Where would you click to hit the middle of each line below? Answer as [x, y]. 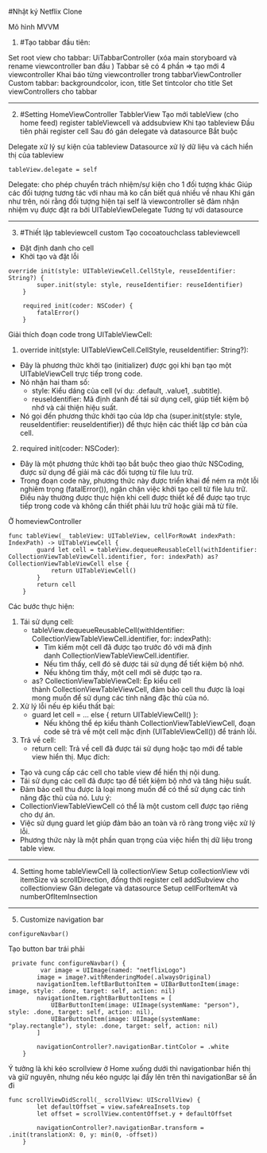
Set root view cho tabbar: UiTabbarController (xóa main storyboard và [122, 58]
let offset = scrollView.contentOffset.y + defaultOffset [135, 1114]
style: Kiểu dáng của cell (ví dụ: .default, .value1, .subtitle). [127, 390]
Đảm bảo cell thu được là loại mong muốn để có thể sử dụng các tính [133, 789]
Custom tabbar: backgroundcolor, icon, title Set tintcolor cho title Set [120, 83]
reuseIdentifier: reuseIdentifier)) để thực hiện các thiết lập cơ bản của [133, 424]
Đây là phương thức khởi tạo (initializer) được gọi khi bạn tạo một [126, 365]
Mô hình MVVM [34, 27]
